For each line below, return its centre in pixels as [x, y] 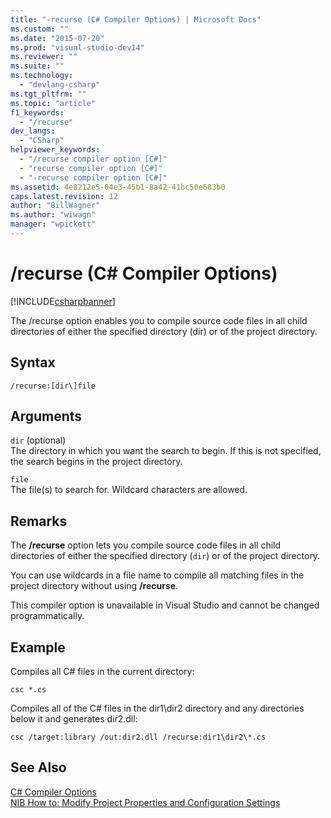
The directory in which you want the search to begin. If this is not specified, [166, 451]
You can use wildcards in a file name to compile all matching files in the [157, 575]
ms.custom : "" [40, 29]
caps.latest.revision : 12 [64, 196]
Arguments [46, 416]
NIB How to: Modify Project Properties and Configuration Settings [145, 802]
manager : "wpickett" [53, 224]
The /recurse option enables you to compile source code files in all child [159, 320]
